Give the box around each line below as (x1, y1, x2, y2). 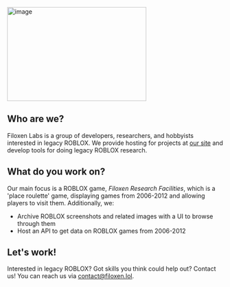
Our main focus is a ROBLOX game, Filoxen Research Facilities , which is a (7, 184, 216, 192)
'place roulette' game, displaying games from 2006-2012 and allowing (7, 192, 205, 200)
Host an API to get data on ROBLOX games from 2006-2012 (16, 227, 186, 235)
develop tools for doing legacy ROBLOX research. (7, 146, 148, 154)
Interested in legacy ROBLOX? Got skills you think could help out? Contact (7, 264, 216, 273)
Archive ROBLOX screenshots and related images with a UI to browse (16, 212, 214, 220)
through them (16, 219, 56, 227)
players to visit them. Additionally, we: (7, 198, 115, 207)
